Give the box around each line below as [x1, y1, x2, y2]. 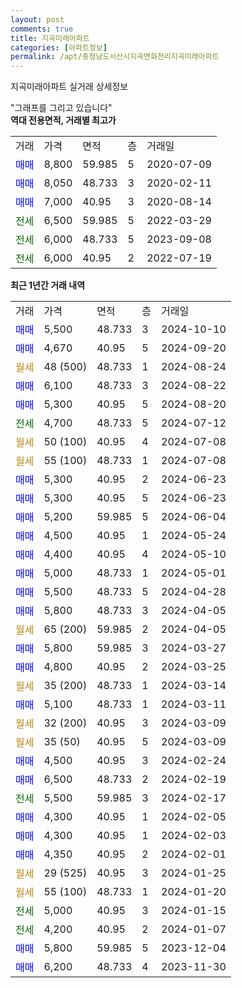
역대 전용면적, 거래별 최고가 [10, 114, 117, 126]
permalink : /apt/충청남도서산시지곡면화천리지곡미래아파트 [10, 52, 220, 62]
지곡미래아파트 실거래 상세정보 [10, 81, 129, 93]
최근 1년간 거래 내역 [10, 279, 86, 291]
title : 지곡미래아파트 [10, 33, 90, 43]
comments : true [10, 24, 74, 34]
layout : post [10, 14, 65, 25]
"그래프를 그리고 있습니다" [10, 102, 113, 114]
